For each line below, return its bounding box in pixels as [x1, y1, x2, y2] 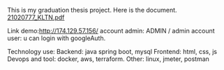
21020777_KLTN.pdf [7, 13, 65, 21]
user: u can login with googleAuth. [7, 34, 106, 42]
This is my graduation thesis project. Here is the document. [7, 6, 177, 14]
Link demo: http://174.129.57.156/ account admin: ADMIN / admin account [7, 27, 215, 35]
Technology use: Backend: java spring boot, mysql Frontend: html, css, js [7, 48, 218, 55]
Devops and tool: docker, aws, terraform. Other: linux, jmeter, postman [7, 55, 209, 63]
